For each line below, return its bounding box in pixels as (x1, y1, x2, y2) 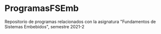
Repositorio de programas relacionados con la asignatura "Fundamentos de (4, 19, 156, 24)
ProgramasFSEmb (4, 3, 79, 14)
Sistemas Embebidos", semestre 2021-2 (4, 23, 85, 29)
